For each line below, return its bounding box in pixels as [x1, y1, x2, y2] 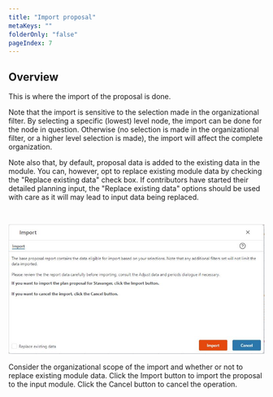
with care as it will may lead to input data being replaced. [8, 192, 199, 203]
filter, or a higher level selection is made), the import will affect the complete [8, 133, 263, 143]
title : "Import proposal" [8, 13, 96, 21]
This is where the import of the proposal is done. [8, 92, 171, 102]
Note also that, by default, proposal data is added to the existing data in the [8, 158, 260, 168]
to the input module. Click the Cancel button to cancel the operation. [8, 379, 238, 389]
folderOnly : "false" [8, 30, 79, 38]
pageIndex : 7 [8, 39, 53, 47]
